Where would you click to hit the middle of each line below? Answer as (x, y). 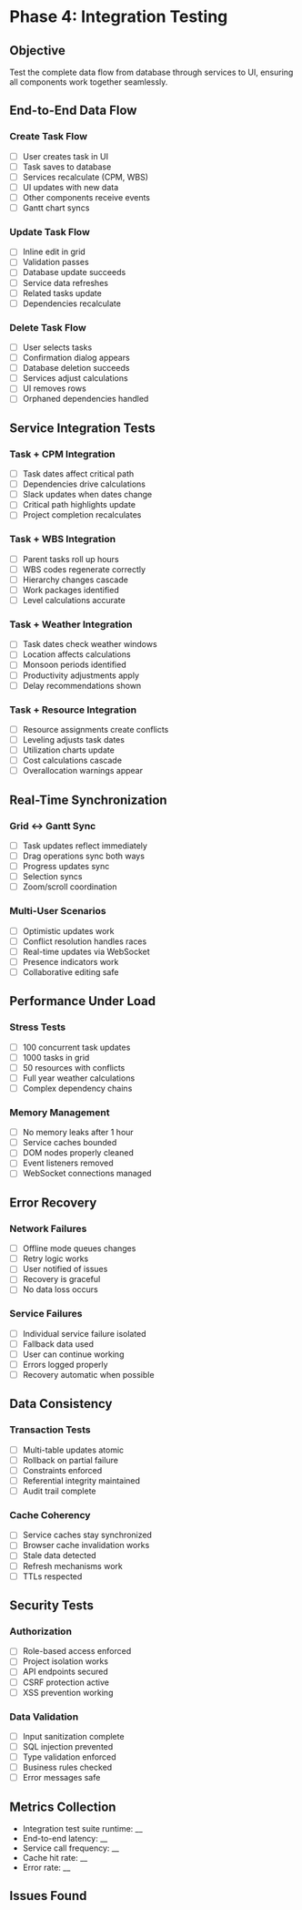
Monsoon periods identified (74, 665)
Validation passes (55, 262)
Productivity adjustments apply (81, 675)
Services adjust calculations (75, 378)
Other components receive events (86, 197)
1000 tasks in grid (56, 1057)
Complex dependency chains (77, 1088)
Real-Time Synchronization (88, 800)
